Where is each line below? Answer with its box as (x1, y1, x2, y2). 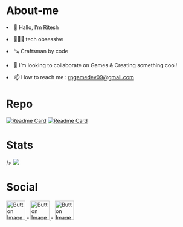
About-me (6, 4, 59, 18)
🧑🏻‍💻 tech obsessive (14, 35, 63, 42)
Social (6, 180, 38, 194)
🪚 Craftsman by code (14, 47, 68, 54)
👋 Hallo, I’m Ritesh (14, 24, 59, 31)
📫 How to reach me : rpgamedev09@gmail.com (14, 73, 134, 81)
